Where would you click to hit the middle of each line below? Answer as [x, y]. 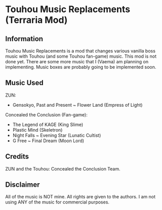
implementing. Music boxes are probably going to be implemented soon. [81, 67]
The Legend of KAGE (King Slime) [48, 124]
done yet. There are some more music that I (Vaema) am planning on [77, 61]
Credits [17, 157]
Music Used [25, 83]
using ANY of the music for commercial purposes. [57, 202]
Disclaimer [23, 185]
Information [24, 39]
